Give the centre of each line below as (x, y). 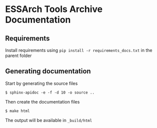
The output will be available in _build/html (49, 120)
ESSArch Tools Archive (54, 9)
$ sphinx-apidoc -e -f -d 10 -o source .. (50, 92)
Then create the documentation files (42, 101)
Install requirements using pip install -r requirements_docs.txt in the (79, 50)
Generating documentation (48, 71)
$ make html (17, 111)
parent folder (19, 55)
